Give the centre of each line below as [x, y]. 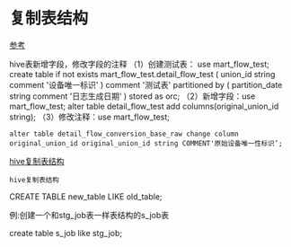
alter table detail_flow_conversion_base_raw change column [124, 134]
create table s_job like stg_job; [66, 233]
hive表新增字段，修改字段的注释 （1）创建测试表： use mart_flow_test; [139, 64]
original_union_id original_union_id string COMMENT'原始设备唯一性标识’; [146, 143]
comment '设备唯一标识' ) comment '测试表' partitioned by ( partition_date [146, 84]
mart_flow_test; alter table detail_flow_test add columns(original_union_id [144, 106]
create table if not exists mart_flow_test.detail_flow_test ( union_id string [142, 74]
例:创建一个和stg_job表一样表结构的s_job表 [89, 215]
